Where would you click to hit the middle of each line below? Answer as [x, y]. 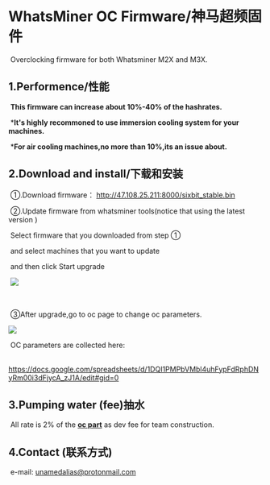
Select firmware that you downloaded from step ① [96, 235]
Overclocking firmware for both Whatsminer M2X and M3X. [109, 59]
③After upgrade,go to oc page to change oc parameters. [106, 314]
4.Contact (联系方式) [60, 452]
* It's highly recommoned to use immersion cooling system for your [125, 122]
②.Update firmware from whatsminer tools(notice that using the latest [128, 211]
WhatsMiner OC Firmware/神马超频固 [135, 17]
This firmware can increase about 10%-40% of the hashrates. [116, 106]
